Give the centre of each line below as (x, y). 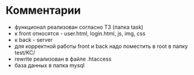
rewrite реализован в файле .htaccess (63, 59)
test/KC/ (25, 52)
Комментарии (43, 10)
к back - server (33, 40)
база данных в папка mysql (50, 65)
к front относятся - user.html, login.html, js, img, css (80, 33)
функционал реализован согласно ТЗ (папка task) (79, 27)
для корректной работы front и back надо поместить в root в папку (101, 46)
